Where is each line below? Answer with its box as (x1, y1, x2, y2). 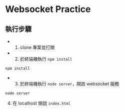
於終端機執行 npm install (19, 56, 72, 62)
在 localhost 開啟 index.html (12, 100, 71, 106)
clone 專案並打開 (19, 44, 55, 50)
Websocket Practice (5, 4, 91, 15)
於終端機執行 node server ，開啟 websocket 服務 (19, 81, 119, 86)
